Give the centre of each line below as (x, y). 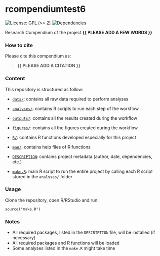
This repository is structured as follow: (44, 89)
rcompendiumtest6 (45, 9)
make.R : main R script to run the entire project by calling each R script (82, 171)
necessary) (24, 238)
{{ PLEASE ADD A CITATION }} (49, 66)
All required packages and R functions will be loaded (66, 243)
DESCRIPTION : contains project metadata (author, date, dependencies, (82, 156)
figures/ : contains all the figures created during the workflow (75, 128)
